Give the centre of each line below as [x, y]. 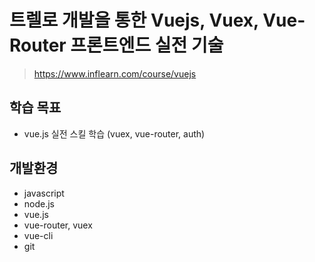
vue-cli [38, 235]
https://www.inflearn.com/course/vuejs [115, 73]
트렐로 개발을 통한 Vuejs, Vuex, [134, 20]
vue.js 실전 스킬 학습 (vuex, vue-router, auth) [114, 133]
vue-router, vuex [58, 225]
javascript [44, 193]
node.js [39, 203]
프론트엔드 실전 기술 [147, 45]
